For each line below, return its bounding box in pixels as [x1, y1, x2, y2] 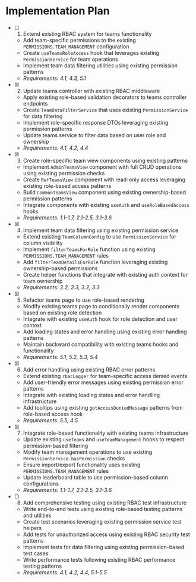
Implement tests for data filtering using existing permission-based [23, 543, 185, 550]
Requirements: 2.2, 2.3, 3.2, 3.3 [23, 283, 100, 290]
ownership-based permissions [23, 264, 98, 272]
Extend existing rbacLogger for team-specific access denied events [23, 372, 188, 379]
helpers [23, 524, 42, 531]
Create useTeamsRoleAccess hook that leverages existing [23, 49, 160, 56]
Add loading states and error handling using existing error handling [23, 328, 188, 335]
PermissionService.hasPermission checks [23, 454, 125, 462]
